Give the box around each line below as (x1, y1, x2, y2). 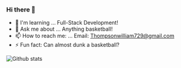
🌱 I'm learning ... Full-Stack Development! (14, 19, 119, 26)
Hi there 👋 (6, 5, 36, 14)
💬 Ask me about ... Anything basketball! (14, 25, 113, 32)
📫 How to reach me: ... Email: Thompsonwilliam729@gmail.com (14, 32, 175, 40)
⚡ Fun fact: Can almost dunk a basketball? (14, 42, 119, 49)
